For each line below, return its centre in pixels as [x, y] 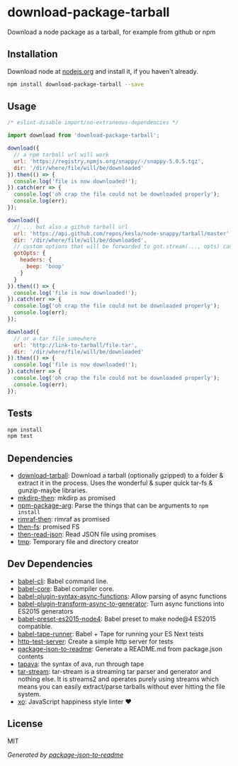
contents [30, 656]
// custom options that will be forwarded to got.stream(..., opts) [117, 247]
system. [29, 694]
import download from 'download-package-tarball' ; [84, 135]
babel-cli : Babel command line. [63, 581]
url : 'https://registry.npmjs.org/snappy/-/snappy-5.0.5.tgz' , [109, 161]
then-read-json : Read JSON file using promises [87, 534]
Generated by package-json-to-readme [66, 755]
